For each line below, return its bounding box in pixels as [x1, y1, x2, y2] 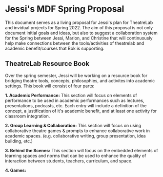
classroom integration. [5, 113, 50, 119]
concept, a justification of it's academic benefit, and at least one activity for [5, 108, 157, 114]
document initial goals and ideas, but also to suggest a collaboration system [5, 30, 158, 36]
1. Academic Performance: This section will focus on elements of [5, 92, 138, 98]
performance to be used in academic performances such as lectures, [5, 98, 144, 103]
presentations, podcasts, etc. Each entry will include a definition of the [5, 102, 147, 108]
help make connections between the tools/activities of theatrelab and [5, 40, 144, 46]
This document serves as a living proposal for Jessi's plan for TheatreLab [5, 20, 153, 25]
